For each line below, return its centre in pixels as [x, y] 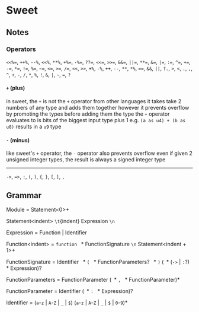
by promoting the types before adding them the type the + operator [88, 114]
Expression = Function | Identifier [47, 233]
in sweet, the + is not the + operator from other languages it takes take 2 [94, 101]
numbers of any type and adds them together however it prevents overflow [98, 108]
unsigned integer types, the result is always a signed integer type [86, 160]
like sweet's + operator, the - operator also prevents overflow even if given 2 [99, 153]
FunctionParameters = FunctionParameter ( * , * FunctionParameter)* [93, 280]
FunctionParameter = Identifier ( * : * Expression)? [70, 291]
